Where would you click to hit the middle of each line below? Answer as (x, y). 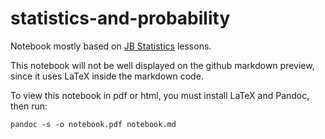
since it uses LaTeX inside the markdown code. (107, 76)
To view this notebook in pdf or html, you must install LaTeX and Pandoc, (160, 95)
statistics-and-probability (120, 18)
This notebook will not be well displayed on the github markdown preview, (162, 65)
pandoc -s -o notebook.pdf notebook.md (93, 124)
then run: (29, 106)
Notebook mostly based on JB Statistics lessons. (111, 46)
